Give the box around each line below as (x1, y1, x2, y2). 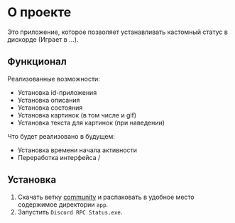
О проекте (7, 4, 72, 21)
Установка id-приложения (17, 88, 97, 96)
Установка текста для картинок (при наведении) (17, 118, 165, 127)
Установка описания (17, 96, 80, 104)
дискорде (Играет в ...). (7, 35, 79, 43)
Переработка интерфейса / (17, 153, 101, 161)
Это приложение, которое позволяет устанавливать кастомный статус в (7, 28, 229, 36)
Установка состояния (17, 103, 83, 112)
